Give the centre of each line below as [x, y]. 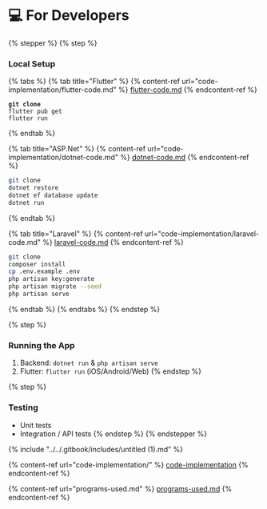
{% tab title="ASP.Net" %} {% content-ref [77, 149]
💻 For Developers [69, 16]
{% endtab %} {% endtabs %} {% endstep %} [84, 309]
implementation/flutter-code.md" [63, 90]
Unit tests [36, 425]
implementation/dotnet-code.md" [63, 158]
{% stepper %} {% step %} [53, 43]
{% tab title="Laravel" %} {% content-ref [76, 234]
